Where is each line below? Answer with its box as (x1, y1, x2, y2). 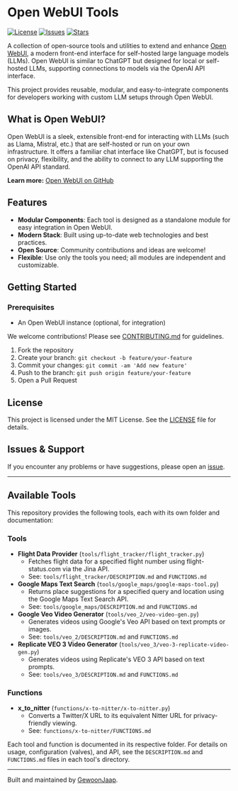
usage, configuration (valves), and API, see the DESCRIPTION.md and (7, 748, 203, 756)
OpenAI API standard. (7, 162, 71, 171)
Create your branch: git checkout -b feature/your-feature (17, 354, 193, 362)
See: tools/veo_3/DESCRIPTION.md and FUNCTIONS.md (28, 670, 178, 678)
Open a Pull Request (17, 376, 78, 385)
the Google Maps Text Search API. (28, 595, 129, 603)
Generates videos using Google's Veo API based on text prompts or (28, 617, 225, 626)
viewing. (52, 719, 77, 727)
